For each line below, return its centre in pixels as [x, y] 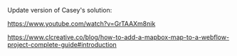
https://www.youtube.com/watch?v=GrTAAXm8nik [81, 23]
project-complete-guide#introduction [62, 44]
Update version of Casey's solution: [60, 10]
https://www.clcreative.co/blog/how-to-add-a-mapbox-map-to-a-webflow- [118, 37]
